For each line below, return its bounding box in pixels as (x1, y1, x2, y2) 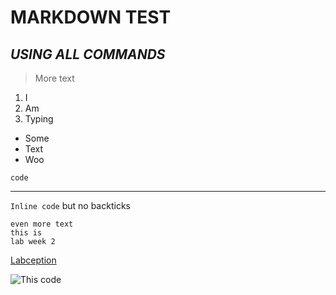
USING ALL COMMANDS (10, 46, 166, 63)
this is (10, 228, 43, 238)
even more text (10, 219, 74, 229)
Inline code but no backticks (10, 200, 131, 211)
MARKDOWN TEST (10, 6, 172, 29)
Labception (10, 254, 57, 266)
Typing (24, 113, 54, 125)
